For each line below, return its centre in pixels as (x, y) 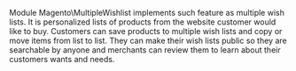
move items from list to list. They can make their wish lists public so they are (148, 40)
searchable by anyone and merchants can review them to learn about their (145, 50)
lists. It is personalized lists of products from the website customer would (143, 22)
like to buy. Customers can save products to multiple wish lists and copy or (146, 31)
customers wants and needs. (62, 59)
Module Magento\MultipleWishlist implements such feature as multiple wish (147, 13)
